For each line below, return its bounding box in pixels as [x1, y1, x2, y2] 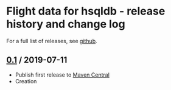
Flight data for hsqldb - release [6, 4, 166, 18]
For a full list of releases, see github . [6, 37, 97, 44]
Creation [15, 77, 37, 85]
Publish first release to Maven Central [15, 71, 110, 78]
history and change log [6, 17, 126, 31]
